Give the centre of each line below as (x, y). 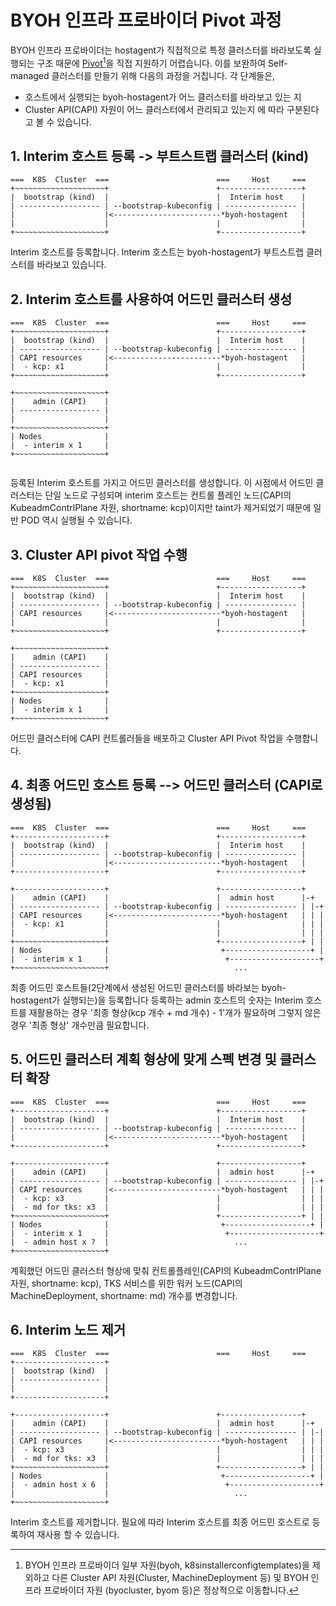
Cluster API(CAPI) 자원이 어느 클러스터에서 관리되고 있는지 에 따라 (154, 109)
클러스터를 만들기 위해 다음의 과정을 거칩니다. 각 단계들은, (163, 75)
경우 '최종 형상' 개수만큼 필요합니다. (80, 1025)
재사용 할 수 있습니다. (78, 1535)
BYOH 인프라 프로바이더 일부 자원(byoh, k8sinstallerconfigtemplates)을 (167, 1565)
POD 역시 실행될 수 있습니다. (76, 520)
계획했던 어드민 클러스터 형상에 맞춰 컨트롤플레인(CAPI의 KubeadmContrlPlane (166, 1270)
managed (30, 75)
